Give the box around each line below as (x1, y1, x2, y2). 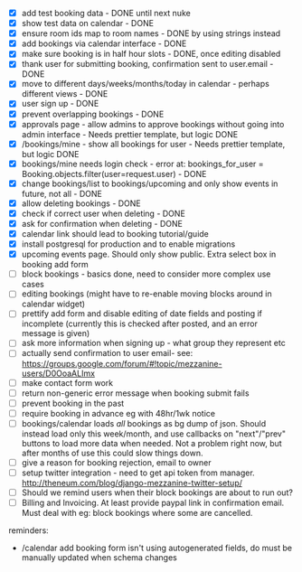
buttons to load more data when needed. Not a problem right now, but (21, 437, 282, 448)
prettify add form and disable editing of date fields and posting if (21, 308, 263, 319)
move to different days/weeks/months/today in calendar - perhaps (21, 79, 270, 89)
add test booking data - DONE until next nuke (21, 8, 191, 18)
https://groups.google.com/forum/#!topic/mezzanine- (21, 358, 222, 369)
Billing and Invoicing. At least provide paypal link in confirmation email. (21, 497, 285, 508)
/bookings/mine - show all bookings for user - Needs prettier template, (21, 138, 286, 149)
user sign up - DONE (21, 98, 99, 109)
